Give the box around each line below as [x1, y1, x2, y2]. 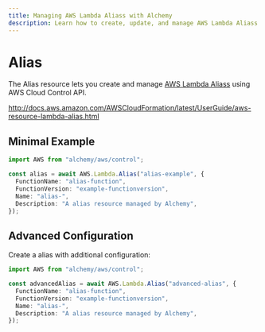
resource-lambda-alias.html [8, 112, 99, 122]
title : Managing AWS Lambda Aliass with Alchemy [8, 11, 173, 20]
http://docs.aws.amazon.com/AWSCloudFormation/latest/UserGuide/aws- [8, 103, 251, 113]
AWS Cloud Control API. [8, 88, 88, 98]
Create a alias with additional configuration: [8, 250, 151, 260]
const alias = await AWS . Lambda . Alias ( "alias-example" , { [8, 170, 205, 179]
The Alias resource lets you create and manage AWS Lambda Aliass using [8, 79, 251, 89]
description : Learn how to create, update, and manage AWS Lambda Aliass [8, 19, 259, 27]
